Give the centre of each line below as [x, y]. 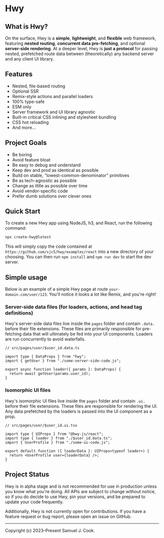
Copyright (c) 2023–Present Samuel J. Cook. [50, 530]
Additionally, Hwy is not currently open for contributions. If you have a [75, 511]
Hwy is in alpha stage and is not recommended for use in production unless [81, 486]
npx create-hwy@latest [28, 237]
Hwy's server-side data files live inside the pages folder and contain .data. [80, 324]
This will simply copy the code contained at [49, 246]
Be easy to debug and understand [46, 165]
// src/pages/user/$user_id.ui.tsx [41, 425]
